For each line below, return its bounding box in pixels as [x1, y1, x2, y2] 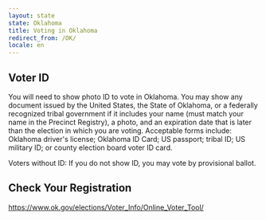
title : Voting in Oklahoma [8, 26, 98, 34]
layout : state [8, 11, 56, 20]
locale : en [8, 41, 45, 49]
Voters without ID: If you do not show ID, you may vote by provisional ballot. [8, 158, 256, 167]
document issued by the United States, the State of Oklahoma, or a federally [8, 100, 259, 110]
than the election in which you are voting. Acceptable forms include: [8, 125, 233, 136]
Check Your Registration [8, 181, 132, 195]
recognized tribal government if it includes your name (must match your [8, 108, 244, 118]
